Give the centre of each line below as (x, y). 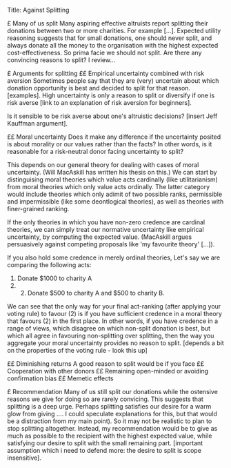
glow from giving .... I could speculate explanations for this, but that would (112, 414)
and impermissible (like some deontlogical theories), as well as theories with (115, 202)
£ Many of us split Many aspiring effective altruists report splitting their (108, 23)
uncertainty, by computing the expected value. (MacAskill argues (99, 237)
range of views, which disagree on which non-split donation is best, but (109, 328)
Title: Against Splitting (38, 10)
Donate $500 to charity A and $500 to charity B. (96, 293)
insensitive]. (24, 458)
